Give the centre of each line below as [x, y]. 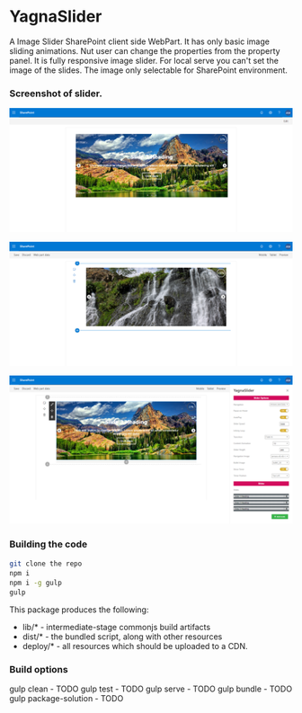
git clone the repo [46, 564]
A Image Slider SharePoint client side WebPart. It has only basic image [139, 41]
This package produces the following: [79, 610]
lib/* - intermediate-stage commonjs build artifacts [116, 627]
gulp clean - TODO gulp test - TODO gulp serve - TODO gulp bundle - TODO [151, 689]
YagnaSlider [56, 17]
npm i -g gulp [36, 583]
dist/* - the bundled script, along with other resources [122, 637]
